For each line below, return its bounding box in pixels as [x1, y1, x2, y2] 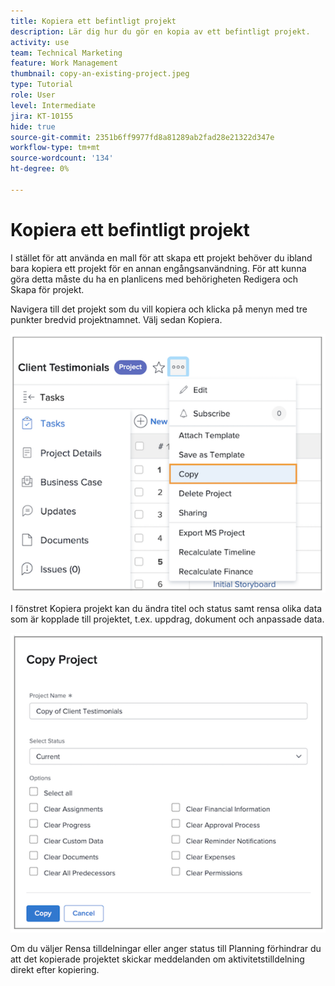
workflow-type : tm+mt [10, 143, 101, 153]
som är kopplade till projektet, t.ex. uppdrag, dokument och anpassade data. [10, 613, 325, 625]
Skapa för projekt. [10, 283, 85, 295]
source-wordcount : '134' [10, 153, 114, 164]
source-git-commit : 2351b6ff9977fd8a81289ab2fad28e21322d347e [10, 132, 275, 142]
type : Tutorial [10, 80, 74, 90]
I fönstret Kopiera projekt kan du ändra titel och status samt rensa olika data [10, 602, 323, 614]
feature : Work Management [10, 58, 118, 69]
